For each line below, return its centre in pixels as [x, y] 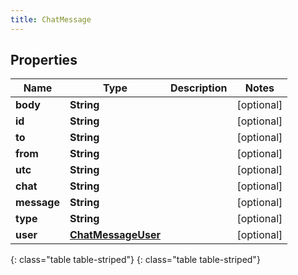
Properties [44, 60]
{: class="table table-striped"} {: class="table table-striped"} [135, 260]
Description [198, 88]
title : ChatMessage [51, 19]
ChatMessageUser [115, 235]
